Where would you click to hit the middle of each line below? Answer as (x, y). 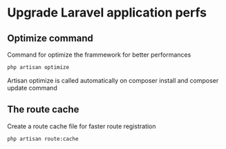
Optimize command (50, 38)
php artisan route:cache (43, 139)
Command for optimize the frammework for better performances (99, 54)
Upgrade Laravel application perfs (107, 13)
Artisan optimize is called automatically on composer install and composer (113, 80)
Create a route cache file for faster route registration (82, 126)
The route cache (43, 109)
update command (32, 88)
